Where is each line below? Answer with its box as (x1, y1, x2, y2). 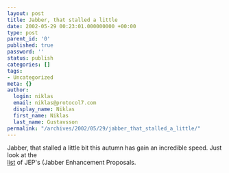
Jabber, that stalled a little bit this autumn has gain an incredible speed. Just (7, 143, 222, 152)
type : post (7, 29, 38, 36)
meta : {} (7, 80, 32, 87)
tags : (7, 67, 23, 74)
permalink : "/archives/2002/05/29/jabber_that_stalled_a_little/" (7, 125, 201, 132)
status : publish (7, 55, 53, 62)
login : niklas (13, 93, 53, 100)
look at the (7, 151, 38, 159)
